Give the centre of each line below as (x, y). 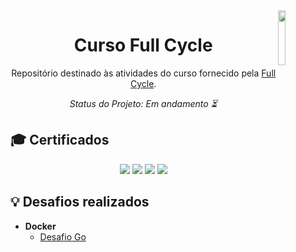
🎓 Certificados (60, 140)
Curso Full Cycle (143, 45)
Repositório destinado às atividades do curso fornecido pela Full (144, 73)
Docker (40, 226)
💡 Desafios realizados (80, 202)
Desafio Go (63, 236)
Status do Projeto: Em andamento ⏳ (143, 103)
